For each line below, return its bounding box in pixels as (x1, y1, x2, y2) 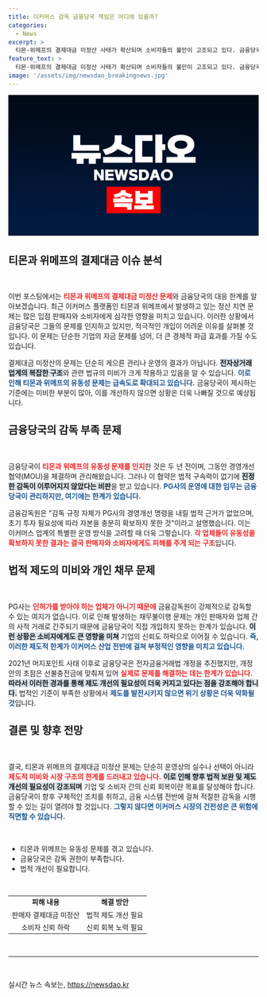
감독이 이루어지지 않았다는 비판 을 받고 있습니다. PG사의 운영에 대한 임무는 (16, 481, 242, 491)
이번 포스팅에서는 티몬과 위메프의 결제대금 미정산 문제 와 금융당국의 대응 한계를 (8, 291, 249, 302)
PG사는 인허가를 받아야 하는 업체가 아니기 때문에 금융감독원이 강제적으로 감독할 (8, 602, 252, 611)
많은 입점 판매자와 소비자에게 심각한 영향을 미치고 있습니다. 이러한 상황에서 (22, 311, 254, 321)
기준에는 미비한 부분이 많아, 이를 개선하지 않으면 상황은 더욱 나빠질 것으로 (8, 388, 235, 398)
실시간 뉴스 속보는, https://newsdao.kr (8, 979, 130, 990)
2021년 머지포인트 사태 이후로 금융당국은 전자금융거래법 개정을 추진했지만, (8, 658, 238, 668)
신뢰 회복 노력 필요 (86, 922, 144, 932)
